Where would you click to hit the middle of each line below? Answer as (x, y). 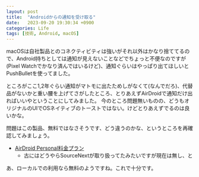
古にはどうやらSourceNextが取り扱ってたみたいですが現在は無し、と (108, 156)
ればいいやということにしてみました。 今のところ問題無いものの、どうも (95, 101)
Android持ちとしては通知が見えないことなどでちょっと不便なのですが (101, 59)
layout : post (22, 12)
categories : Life (28, 28)
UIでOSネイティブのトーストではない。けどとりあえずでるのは (108, 108)
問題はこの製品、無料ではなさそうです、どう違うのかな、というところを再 (97, 128)
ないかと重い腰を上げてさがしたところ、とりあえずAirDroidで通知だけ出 (105, 94)
